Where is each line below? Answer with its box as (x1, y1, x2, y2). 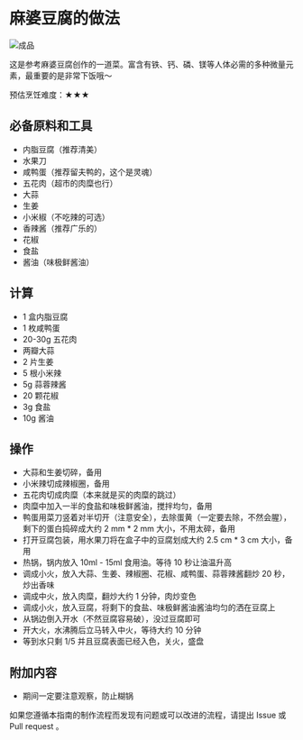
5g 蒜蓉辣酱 (22, 379, 67, 389)
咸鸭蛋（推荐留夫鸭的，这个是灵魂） (22, 166, 158, 177)
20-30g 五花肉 (22, 333, 78, 344)
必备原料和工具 (9, 118, 93, 133)
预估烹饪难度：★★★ (9, 89, 90, 100)
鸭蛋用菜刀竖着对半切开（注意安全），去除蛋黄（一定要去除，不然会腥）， (22, 512, 291, 523)
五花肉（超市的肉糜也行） (22, 178, 118, 188)
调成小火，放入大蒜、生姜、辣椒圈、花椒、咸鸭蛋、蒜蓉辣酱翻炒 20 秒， (22, 569, 290, 580)
